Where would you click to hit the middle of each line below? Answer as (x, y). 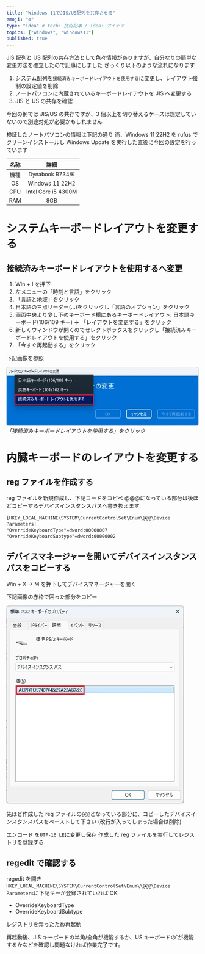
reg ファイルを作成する (50, 482)
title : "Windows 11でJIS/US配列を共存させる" (61, 13)
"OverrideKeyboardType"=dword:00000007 (57, 530)
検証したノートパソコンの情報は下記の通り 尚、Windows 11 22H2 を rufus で (102, 135)
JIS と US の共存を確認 (44, 101)
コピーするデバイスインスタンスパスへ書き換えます (76, 505)
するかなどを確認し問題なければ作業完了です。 (65, 945)
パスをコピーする (38, 568)
